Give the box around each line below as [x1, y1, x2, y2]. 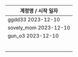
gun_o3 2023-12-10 [7, 32, 59, 39]
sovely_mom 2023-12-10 [7, 24, 71, 31]
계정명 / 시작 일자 [19, 7, 58, 14]
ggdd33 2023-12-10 [7, 16, 61, 23]
